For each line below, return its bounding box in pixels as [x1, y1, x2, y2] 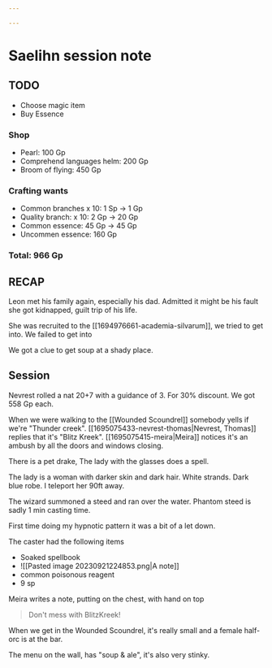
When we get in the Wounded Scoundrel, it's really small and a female [8, 625, 243, 635]
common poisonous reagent [19, 570, 115, 579]
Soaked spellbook [19, 552, 81, 562]
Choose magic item [19, 100, 85, 110]
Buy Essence [19, 109, 64, 119]
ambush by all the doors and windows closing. [8, 440, 164, 450]
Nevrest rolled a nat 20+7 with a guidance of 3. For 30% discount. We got [8, 390, 256, 400]
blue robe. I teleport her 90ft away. [8, 480, 124, 490]
